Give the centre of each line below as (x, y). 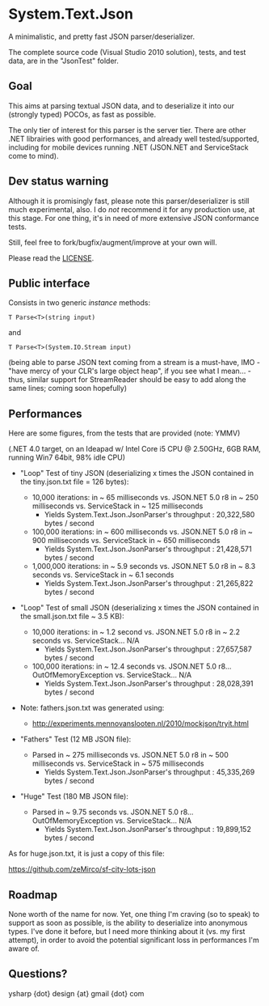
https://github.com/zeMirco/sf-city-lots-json (82, 869)
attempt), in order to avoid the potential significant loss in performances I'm (134, 940)
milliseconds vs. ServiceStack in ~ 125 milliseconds (118, 506)
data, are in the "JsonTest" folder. (64, 61)
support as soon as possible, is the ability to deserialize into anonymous (128, 923)
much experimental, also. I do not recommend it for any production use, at (132, 209)
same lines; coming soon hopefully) (68, 388)
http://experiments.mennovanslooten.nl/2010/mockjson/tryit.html (140, 724)
